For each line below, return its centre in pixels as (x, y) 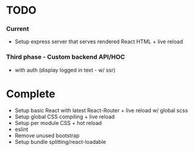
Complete (31, 94)
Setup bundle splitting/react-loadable (60, 142)
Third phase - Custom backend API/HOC (66, 57)
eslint (21, 129)
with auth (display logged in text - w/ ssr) (65, 70)
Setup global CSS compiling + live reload (65, 117)
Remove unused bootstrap (47, 135)
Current (18, 29)
